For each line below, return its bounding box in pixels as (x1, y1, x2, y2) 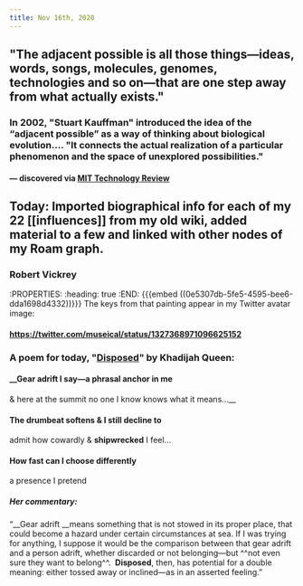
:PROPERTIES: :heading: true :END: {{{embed (9, 288, 178, 299)
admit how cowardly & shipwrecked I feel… (9, 435, 172, 446)
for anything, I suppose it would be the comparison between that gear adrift (9, 538, 292, 549)
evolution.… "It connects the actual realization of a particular (9, 138, 283, 151)
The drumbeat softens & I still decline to (9, 414, 162, 425)
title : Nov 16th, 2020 (9, 13, 95, 23)
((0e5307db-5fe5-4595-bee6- (179, 288, 294, 299)
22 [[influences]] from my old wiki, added (9, 213, 247, 228)
